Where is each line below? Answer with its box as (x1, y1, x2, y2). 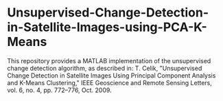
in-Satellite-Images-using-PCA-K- (7, 19, 207, 35)
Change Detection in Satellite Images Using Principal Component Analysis (7, 71, 216, 80)
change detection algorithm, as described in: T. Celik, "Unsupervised (7, 64, 202, 72)
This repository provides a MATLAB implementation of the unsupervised (7, 56, 211, 65)
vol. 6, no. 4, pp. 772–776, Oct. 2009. (7, 86, 112, 94)
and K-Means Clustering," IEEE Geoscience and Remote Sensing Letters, (7, 78, 213, 87)
